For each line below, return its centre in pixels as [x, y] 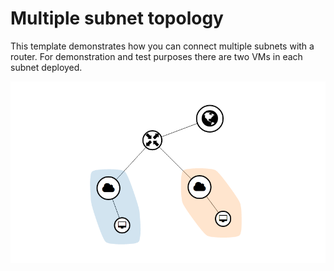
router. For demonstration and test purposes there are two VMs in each [156, 56]
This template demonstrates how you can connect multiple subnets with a [162, 46]
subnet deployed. [46, 67]
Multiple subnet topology [117, 18]
